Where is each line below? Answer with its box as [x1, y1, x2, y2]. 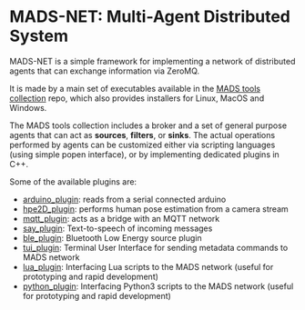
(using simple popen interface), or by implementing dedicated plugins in [9, 148, 280, 160]
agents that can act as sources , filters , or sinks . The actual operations [9, 129, 276, 140]
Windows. [9, 102, 47, 113]
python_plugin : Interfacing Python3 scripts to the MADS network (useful [22, 280, 294, 292]
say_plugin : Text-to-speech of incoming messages [22, 223, 213, 234]
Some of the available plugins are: [9, 175, 137, 187]
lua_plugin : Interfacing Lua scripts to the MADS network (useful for [22, 261, 274, 272]
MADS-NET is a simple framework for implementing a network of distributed [9, 55, 296, 66]
